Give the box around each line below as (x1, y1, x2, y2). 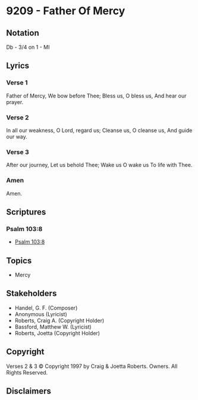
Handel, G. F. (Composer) (14, 304, 78, 311)
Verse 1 (6, 78, 28, 87)
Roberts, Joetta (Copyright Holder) (14, 329, 100, 336)
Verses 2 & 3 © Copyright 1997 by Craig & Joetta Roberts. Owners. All (6, 363, 178, 370)
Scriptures (6, 207, 46, 217)
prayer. (6, 98, 24, 105)
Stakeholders (6, 288, 57, 298)
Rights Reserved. (6, 368, 48, 376)
